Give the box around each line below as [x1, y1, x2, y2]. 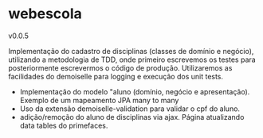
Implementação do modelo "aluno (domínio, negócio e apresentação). [19, 86, 250, 96]
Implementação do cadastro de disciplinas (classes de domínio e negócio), [8, 46, 254, 56]
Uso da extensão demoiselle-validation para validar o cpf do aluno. [19, 104, 241, 113]
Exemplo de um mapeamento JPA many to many [19, 95, 179, 105]
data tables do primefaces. [19, 121, 108, 130]
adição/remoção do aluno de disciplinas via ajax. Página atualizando [19, 112, 245, 121]
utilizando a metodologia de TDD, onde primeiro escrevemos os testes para [8, 55, 257, 64]
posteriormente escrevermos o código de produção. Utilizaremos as [8, 63, 233, 72]
